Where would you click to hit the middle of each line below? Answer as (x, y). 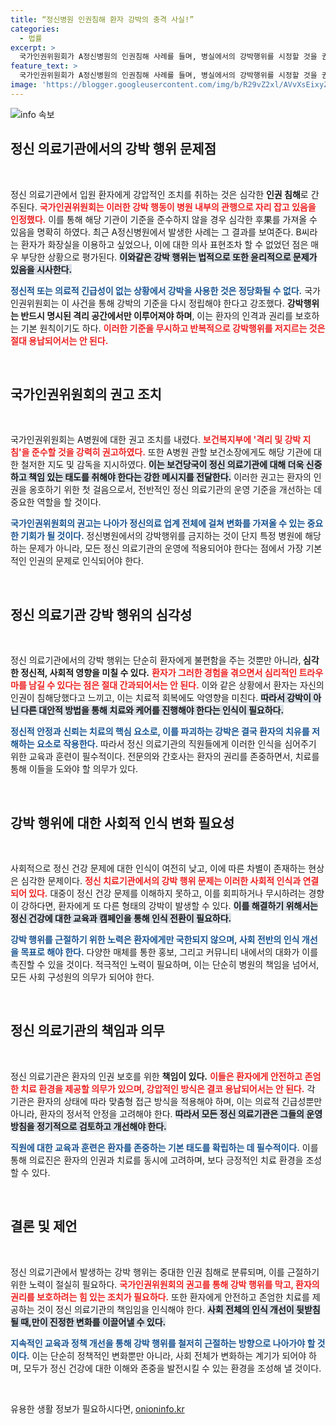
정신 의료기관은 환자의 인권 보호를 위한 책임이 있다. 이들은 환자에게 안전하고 (156, 1076)
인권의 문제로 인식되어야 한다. (86, 561)
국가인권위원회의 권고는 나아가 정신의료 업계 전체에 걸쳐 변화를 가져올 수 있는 (158, 523)
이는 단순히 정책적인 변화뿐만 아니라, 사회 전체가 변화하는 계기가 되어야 (169, 1355)
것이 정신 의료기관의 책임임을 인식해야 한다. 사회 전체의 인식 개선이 (165, 1309)
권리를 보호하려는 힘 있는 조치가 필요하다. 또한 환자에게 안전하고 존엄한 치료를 (160, 1297)
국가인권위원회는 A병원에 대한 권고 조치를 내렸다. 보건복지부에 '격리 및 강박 (156, 440)
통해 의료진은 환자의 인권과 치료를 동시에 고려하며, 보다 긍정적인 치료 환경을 (157, 1160)
